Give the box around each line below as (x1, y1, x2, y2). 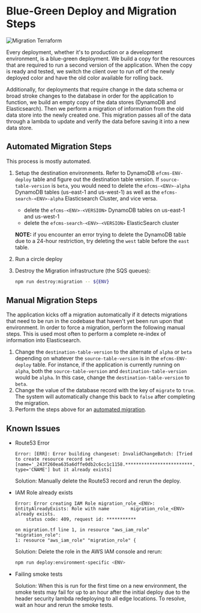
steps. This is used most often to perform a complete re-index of (6, 330, 166, 337)
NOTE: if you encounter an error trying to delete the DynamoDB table (14, 230, 186, 238)
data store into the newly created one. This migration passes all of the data (6, 111, 191, 119)
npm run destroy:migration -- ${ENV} (14, 279, 110, 285)
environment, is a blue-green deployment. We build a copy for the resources (6, 55, 195, 62)
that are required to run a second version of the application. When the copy (6, 61, 193, 69)
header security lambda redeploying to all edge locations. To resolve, (14, 595, 187, 602)
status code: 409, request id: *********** (26, 516, 136, 523)
